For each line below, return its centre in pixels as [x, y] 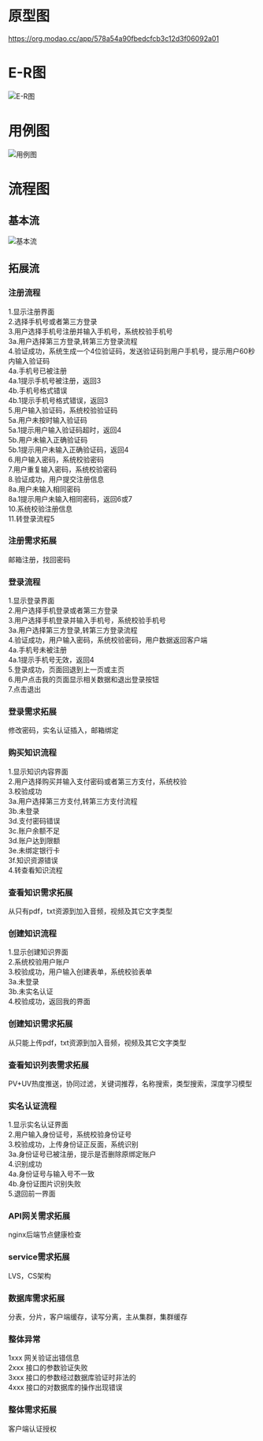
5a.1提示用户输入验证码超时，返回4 [65, 430]
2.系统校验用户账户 [39, 962]
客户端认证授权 [32, 1428]
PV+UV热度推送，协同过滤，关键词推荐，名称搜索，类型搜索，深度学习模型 [130, 1083]
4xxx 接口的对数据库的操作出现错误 [65, 1387]
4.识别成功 [25, 1164]
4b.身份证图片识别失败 [44, 1184]
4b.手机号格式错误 [38, 390]
